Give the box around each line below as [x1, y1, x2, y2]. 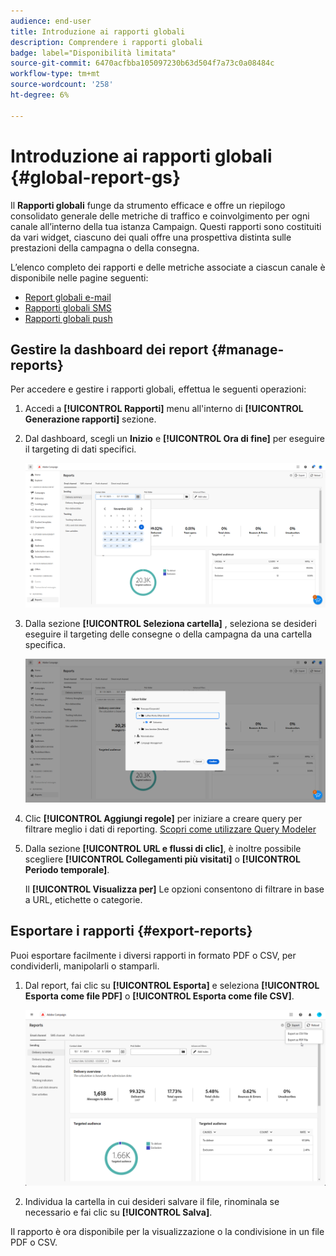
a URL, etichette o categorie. [24, 893, 143, 905]
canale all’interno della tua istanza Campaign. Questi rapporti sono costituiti [10, 220, 322, 232]
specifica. [24, 638, 66, 650]
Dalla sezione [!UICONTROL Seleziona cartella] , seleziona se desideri [24, 617, 317, 629]
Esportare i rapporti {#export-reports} [10, 923, 253, 940]
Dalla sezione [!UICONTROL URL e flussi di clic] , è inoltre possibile [24, 842, 302, 854]
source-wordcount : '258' [10, 80, 114, 90]
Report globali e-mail [24, 291, 112, 303]
